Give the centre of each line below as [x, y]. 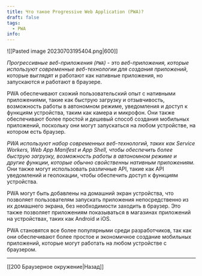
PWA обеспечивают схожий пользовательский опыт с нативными [91, 94]
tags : [13, 23]
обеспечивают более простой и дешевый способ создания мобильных [98, 119]
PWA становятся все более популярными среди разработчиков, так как [99, 230]
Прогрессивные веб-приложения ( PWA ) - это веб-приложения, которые [98, 63]
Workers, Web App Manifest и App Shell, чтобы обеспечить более [90, 150]
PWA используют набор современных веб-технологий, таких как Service [101, 143]
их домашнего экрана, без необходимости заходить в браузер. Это [94, 206]
